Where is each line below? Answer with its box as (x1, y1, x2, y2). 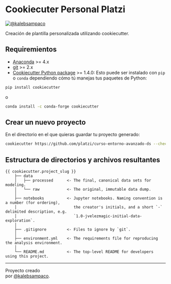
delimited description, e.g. (5, 209, 67, 214)
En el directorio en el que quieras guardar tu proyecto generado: (5, 132, 140, 138)
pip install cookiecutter (5, 85, 60, 90)
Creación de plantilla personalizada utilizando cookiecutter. (5, 30, 130, 36)
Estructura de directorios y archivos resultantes (5, 156, 160, 164)
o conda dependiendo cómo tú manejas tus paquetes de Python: (12, 75, 147, 81)
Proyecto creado (5, 268, 40, 273)
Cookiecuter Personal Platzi (5, 4, 126, 15)
